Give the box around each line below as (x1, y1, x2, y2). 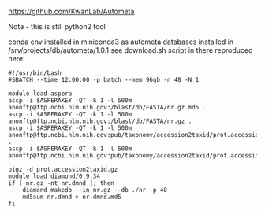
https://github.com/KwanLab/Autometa (8, 7, 135, 16)
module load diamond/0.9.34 (8, 172, 101, 180)
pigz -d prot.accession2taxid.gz (8, 165, 118, 173)
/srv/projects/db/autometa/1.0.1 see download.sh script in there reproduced (8, 46, 253, 54)
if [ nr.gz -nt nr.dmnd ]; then (8, 179, 114, 187)
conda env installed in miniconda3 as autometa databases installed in (8, 37, 234, 46)
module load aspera (8, 90, 73, 98)
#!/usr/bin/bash (8, 69, 62, 77)
